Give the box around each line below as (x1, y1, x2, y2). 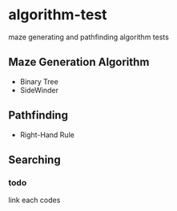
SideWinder (19, 85, 58, 95)
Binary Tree (19, 76, 58, 86)
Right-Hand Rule (19, 130, 74, 140)
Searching (8, 152, 62, 166)
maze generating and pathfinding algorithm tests (8, 32, 170, 42)
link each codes (8, 195, 61, 205)
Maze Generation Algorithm (8, 55, 150, 69)
